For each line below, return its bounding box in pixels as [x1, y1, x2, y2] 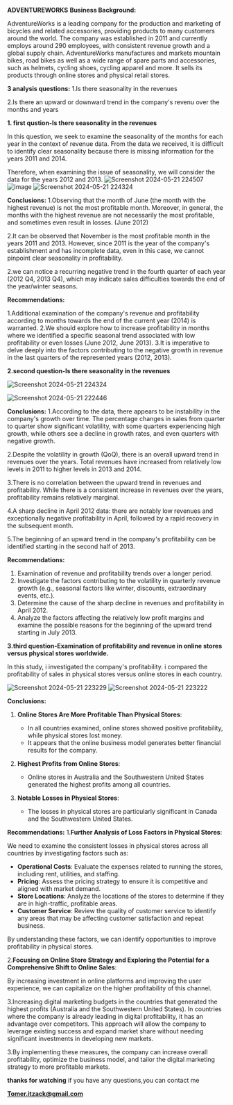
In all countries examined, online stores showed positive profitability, [27, 724, 223, 732]
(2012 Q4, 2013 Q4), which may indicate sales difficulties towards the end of [7, 275, 225, 283]
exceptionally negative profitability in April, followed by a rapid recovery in [7, 514, 219, 522]
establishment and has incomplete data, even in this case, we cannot [7, 247, 205, 254]
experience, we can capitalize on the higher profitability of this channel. [7, 984, 212, 992]
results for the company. [27, 746, 98, 754]
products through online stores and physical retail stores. [7, 71, 171, 79]
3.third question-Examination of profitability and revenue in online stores [7, 642, 223, 650]
